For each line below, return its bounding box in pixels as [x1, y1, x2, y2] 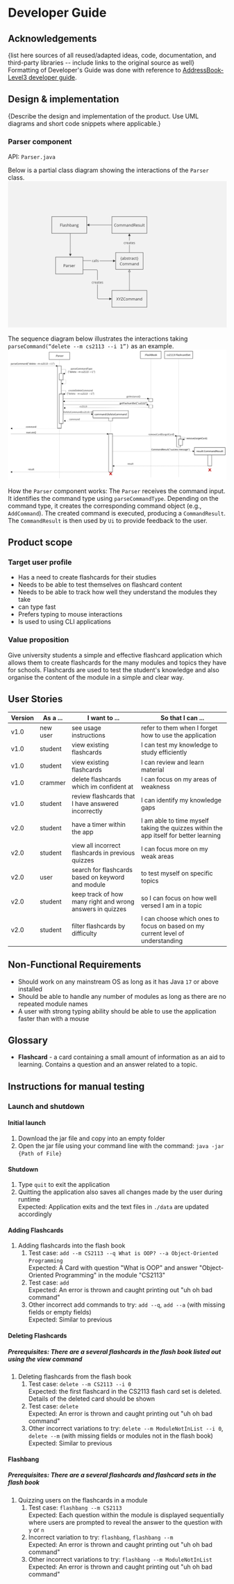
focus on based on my [140, 922, 205, 931]
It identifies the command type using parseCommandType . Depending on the [8, 494, 219, 502]
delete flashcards [71, 775, 122, 783]
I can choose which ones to [140, 915, 219, 923]
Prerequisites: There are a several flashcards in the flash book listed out [8, 1347, 222, 1356]
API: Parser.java [8, 153, 56, 161]
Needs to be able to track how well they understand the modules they [17, 588, 217, 596]
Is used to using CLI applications [17, 618, 112, 626]
